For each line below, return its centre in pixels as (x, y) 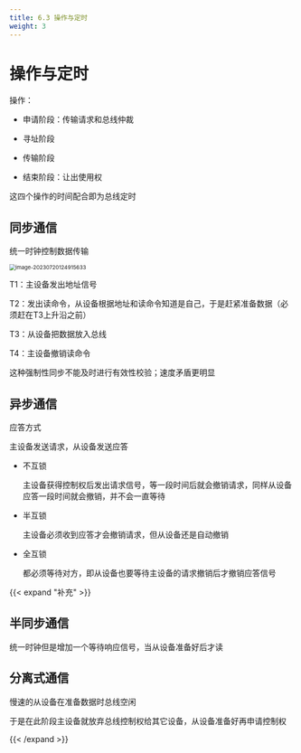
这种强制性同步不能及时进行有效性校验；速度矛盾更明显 (112, 372)
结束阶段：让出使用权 (62, 177)
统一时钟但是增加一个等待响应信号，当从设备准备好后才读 (116, 646)
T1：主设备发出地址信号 (53, 285)
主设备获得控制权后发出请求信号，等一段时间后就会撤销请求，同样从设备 (157, 485)
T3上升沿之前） (62, 315)
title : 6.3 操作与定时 (49, 18)
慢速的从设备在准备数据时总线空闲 (73, 701)
